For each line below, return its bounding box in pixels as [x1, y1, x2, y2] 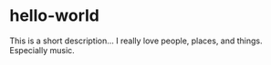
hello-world [9, 5, 100, 26]
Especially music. [9, 44, 75, 55]
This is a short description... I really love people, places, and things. [9, 35, 263, 46]
